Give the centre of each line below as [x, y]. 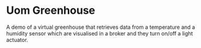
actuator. [17, 40]
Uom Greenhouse [51, 10]
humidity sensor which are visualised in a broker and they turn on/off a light [100, 33]
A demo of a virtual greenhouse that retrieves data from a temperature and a [101, 27]
